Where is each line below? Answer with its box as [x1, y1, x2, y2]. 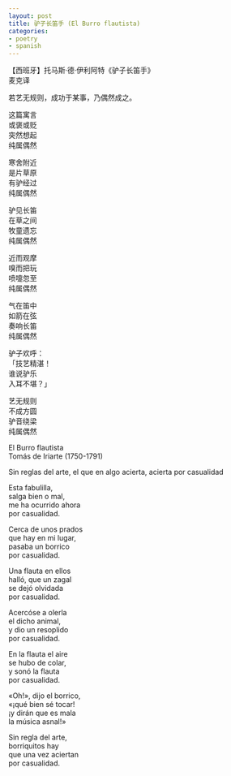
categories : [8, 27, 49, 35]
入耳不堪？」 [8, 379, 51, 389]
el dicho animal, [8, 616, 62, 626]
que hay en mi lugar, [8, 533, 77, 543]
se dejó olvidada [8, 584, 63, 593]
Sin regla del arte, [8, 732, 67, 743]
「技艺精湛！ [8, 359, 51, 369]
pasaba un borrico [8, 541, 71, 552]
